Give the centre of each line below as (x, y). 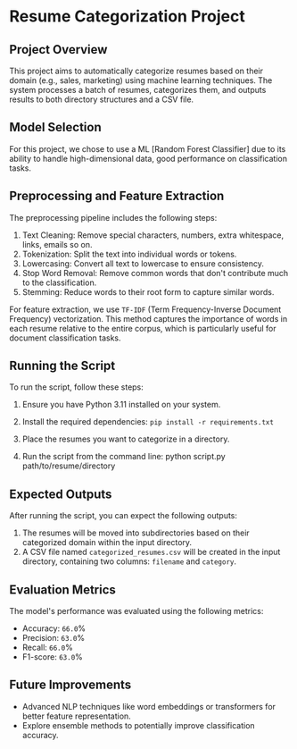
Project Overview (58, 50)
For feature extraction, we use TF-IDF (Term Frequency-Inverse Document (145, 309)
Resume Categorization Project (127, 17)
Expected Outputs (61, 494)
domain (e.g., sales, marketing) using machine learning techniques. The (141, 80)
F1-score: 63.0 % (52, 657)
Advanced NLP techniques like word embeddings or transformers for (149, 706)
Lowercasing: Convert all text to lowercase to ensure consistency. (143, 263)
